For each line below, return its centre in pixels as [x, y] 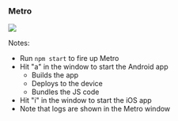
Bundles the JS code [65, 92]
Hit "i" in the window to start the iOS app [85, 100]
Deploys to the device [67, 84]
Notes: [19, 43]
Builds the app [55, 75]
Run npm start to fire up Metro [69, 59]
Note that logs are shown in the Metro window [95, 109]
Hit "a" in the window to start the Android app [94, 67]
